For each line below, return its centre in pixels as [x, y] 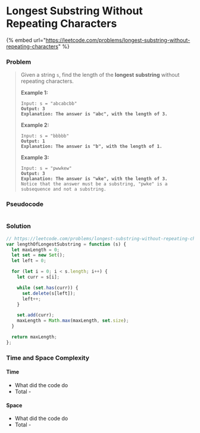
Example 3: [35, 158]
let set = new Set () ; [38, 255]
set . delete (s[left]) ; [49, 293]
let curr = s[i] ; [38, 277]
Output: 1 [33, 141]
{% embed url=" [26, 40]
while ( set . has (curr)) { [48, 288]
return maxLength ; [35, 337]
